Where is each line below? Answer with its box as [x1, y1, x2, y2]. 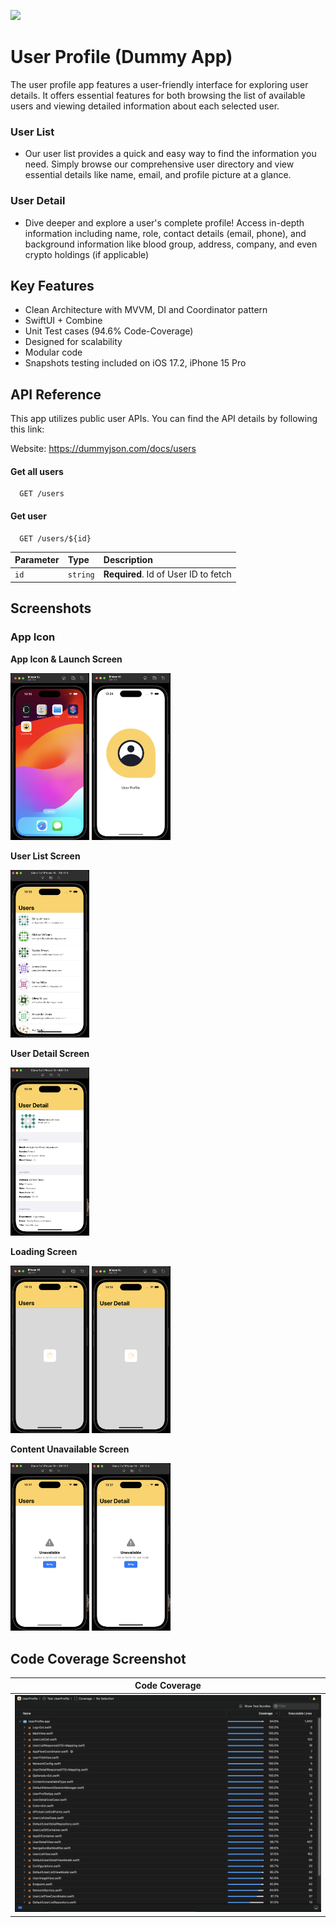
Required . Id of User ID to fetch [103, 568, 232, 580]
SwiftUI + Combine [24, 315, 103, 327]
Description [103, 554, 153, 566]
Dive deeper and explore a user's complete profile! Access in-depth [24, 216, 305, 229]
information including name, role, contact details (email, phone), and [24, 227, 307, 239]
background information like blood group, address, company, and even [24, 238, 318, 250]
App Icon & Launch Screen [10, 653, 123, 665]
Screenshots [10, 600, 92, 617]
